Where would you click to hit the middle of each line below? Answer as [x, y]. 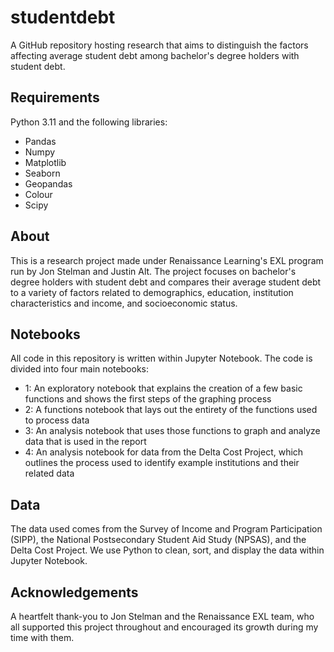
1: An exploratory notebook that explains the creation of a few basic [163, 388]
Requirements [55, 97]
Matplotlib [45, 162]
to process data [57, 420]
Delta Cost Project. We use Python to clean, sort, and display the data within [167, 550]
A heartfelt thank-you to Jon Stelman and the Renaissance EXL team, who [162, 616]
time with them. [42, 637]
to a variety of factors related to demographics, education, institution [152, 292]
